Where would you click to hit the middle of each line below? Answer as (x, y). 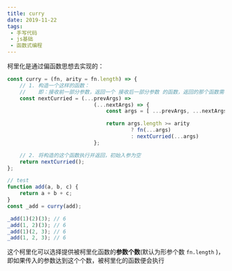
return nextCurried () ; (52, 162)
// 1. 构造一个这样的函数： (55, 86)
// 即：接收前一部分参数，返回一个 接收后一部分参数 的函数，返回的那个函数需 (122, 92)
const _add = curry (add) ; (44, 206)
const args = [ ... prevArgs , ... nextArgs (166, 111)
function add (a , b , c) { (43, 187)
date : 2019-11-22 (32, 20)
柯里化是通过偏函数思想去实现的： (56, 66)
